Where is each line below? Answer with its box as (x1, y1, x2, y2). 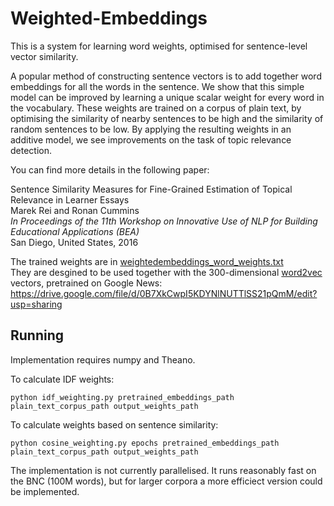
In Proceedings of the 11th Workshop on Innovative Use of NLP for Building (10, 215, 318, 227)
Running (10, 327, 65, 344)
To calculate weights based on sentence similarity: (10, 418, 219, 431)
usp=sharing (10, 298, 63, 310)
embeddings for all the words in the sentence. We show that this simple (10, 80, 305, 92)
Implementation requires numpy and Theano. (10, 353, 196, 366)
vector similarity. (10, 50, 79, 62)
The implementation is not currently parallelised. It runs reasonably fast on (10, 464, 317, 476)
